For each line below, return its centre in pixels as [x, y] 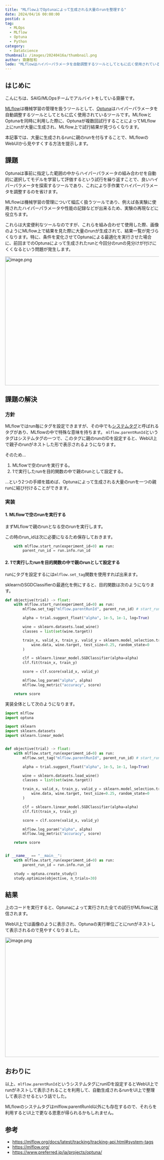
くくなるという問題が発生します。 [39, 249]
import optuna [20, 718]
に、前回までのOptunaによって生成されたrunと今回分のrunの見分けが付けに [81, 243]
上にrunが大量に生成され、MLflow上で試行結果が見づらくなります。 [73, 127]
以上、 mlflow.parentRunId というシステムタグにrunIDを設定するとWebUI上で [82, 1084]
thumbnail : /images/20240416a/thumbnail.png [51, 55]
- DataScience [24, 50]
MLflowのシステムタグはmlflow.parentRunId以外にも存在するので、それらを [81, 1107]
